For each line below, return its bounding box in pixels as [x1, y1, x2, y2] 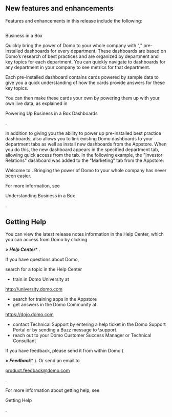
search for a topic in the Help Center [5, 266, 82, 273]
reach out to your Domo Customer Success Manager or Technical [12, 332, 152, 339]
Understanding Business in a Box [5, 193, 75, 199]
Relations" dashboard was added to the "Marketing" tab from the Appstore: [5, 157, 164, 163]
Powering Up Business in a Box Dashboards [5, 110, 98, 117]
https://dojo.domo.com [5, 311, 54, 318]
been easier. [5, 173, 32, 179]
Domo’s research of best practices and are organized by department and [5, 53, 159, 59]
